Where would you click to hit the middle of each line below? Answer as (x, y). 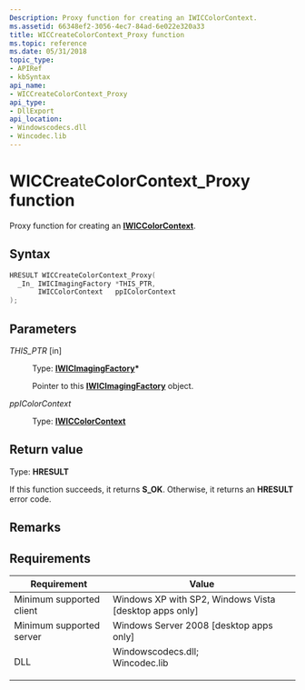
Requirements (50, 559)
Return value (46, 450)
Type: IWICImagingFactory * (86, 368)
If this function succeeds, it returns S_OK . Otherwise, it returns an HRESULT (152, 489)
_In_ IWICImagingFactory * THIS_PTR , (87, 284)
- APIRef (26, 69)
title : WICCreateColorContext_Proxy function (97, 35)
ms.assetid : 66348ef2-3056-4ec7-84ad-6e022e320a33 (107, 26)
